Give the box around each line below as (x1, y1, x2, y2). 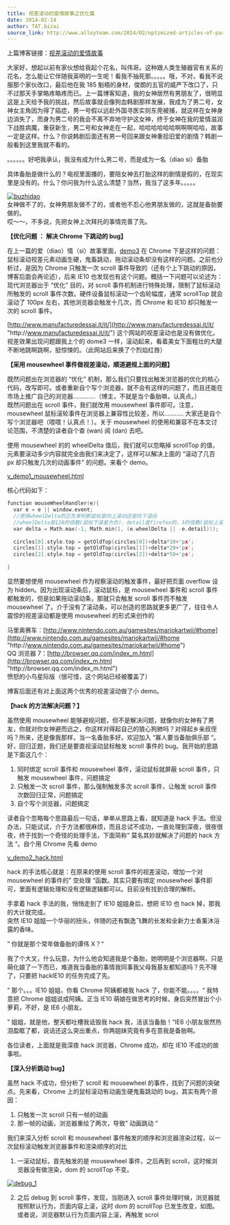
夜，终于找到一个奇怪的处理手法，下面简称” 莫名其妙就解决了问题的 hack (7, 831, 213, 839)
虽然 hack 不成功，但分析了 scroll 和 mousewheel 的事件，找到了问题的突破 (7, 1079, 220, 1087)
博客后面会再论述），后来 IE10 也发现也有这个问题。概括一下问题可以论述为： (7, 273, 223, 281)
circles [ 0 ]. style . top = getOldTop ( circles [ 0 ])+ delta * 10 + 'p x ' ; (13, 538, 194, 545)
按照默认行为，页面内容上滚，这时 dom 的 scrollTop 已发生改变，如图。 (16, 1202, 219, 1210)
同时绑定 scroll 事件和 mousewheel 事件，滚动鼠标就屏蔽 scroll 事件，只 (16, 765, 220, 773)
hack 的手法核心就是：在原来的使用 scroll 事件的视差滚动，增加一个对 (7, 867, 203, 875)
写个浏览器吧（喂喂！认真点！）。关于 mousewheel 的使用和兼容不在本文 (7, 418, 212, 426)
